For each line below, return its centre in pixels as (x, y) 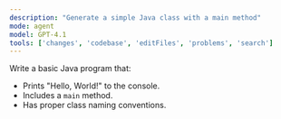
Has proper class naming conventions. (94, 105)
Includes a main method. (68, 96)
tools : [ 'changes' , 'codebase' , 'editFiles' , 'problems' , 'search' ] (141, 43)
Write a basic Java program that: (70, 69)
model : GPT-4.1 (38, 34)
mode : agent (32, 26)
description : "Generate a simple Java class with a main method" (135, 18)
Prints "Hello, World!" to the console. (91, 86)
